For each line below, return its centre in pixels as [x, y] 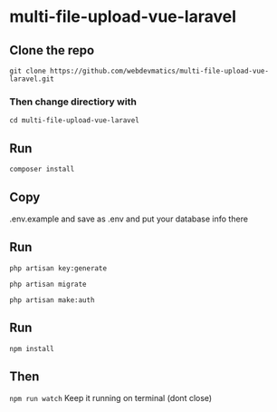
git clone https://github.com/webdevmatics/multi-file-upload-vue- [139, 71]
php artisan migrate [48, 284]
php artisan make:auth [52, 300]
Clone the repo [52, 50]
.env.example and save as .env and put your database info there [129, 219]
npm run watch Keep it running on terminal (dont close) [111, 398]
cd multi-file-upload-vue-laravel [75, 121]
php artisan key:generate [58, 268]
